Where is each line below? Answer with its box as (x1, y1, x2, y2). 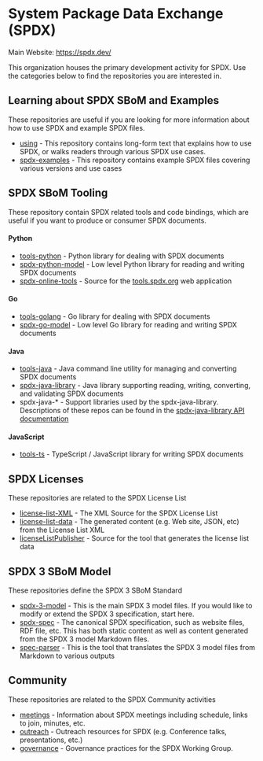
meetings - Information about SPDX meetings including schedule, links (19, 710, 249, 719)
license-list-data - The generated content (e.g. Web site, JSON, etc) (19, 517, 239, 526)
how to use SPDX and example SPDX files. (8, 123, 145, 132)
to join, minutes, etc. (19, 718, 86, 728)
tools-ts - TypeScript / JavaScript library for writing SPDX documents (19, 449, 244, 459)
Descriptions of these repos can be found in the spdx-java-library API (19, 406, 245, 416)
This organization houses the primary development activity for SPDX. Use (8, 62, 247, 72)
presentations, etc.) (19, 735, 83, 744)
